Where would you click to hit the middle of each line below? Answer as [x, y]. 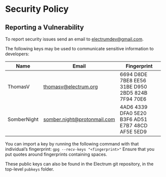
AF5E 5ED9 [133, 132]
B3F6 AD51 [133, 119]
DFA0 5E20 [133, 113]
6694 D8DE [134, 74]
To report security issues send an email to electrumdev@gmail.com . [75, 39]
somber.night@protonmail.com [79, 119]
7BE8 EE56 [133, 81]
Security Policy [37, 9]
